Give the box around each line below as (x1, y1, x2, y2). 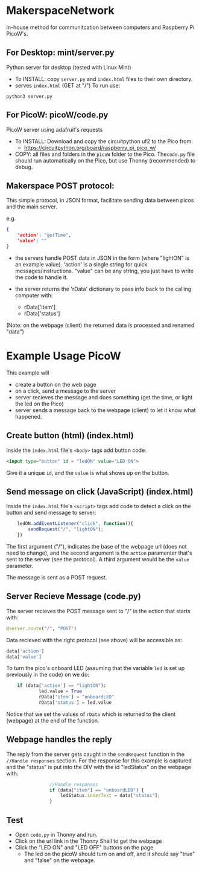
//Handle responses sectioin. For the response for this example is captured (6, 756, 192, 764)
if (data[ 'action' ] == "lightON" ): (17, 683, 107, 689)
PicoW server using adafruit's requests (6, 126, 103, 133)
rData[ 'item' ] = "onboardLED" (38, 694, 115, 700)
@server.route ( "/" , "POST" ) (6, 625, 77, 631)
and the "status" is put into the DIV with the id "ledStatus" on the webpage (6, 763, 191, 770)
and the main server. (6, 203, 57, 210)
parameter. (6, 562, 34, 569)
